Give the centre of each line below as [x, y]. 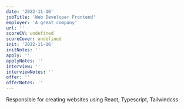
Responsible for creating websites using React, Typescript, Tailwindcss [92, 100]
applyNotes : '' [25, 61]
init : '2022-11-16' [30, 45]
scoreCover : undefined [34, 39]
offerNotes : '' [25, 83]
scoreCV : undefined [30, 34]
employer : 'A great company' [42, 22]
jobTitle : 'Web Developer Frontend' [51, 17]
